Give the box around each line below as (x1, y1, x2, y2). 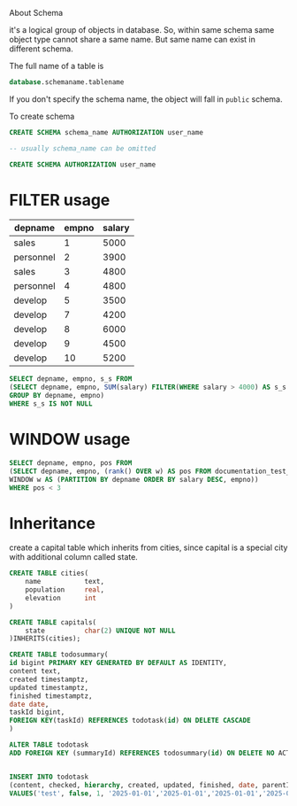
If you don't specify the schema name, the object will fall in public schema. (9, 93, 283, 105)
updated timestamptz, (9, 683, 89, 692)
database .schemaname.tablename (9, 78, 125, 87)
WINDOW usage (9, 430, 131, 450)
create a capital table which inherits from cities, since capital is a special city (9, 542, 288, 553)
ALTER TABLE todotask (9, 740, 89, 749)
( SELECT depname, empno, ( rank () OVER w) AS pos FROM (9, 467, 212, 476)
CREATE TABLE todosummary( (9, 650, 109, 659)
